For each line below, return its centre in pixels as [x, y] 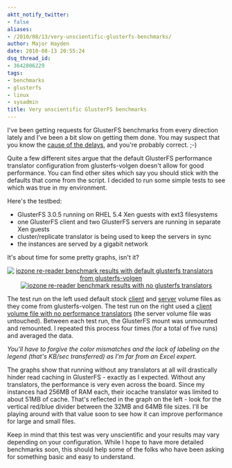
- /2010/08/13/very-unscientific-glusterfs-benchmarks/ [89, 37]
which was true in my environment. [57, 188]
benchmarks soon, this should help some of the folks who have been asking [116, 449]
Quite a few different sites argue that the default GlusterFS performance [110, 158]
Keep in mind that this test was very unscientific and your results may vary [114, 435]
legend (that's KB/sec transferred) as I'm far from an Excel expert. [102, 356]
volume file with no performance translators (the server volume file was [109, 314]
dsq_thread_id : [29, 59]
